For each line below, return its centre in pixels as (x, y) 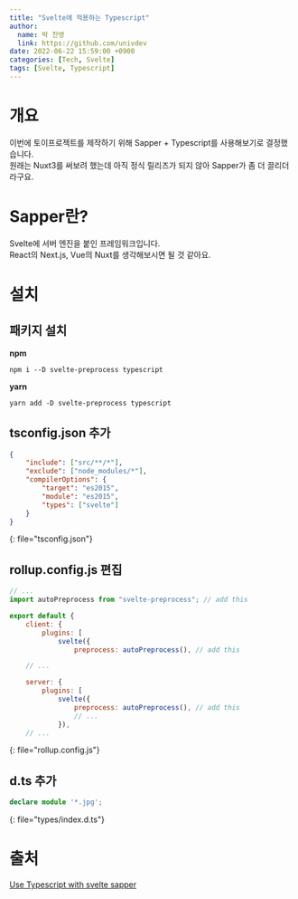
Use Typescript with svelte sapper (73, 885)
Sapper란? (49, 216)
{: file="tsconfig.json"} (51, 539)
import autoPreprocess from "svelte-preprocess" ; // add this (129, 600)
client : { (44, 624)
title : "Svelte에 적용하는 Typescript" (80, 18)
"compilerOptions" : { (66, 480)
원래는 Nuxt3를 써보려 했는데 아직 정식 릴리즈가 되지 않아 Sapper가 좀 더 (137, 165)
